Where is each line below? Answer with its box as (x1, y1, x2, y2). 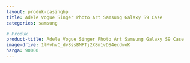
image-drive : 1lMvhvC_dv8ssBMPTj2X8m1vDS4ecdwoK (6, 42, 130, 48)
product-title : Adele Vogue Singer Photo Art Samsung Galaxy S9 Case (6, 37, 185, 43)
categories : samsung (6, 20, 58, 26)
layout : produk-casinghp (6, 8, 69, 15)
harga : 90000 (6, 47, 39, 54)
